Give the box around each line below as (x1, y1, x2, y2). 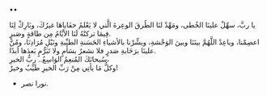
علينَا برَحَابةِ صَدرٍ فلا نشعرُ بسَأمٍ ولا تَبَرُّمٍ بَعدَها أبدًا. (9, 46, 157, 55)
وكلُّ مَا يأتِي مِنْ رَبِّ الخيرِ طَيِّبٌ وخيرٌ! (9, 63, 118, 73)
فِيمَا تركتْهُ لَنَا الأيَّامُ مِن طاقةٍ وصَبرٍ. (9, 29, 112, 38)
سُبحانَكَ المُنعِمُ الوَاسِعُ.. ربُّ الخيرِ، (9, 54, 110, 64)
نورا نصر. (20, 78, 49, 88)
